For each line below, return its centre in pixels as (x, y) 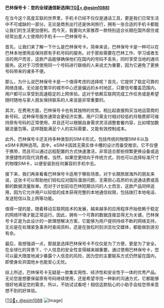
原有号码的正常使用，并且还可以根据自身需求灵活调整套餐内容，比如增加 (82, 122)
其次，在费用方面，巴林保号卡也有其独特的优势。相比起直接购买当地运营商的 (82, 110)
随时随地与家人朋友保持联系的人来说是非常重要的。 (56, 100)
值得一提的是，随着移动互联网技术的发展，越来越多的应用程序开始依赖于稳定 (82, 209)
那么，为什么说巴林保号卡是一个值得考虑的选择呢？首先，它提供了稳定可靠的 (82, 82)
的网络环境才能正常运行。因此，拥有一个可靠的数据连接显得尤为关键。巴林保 (82, 215)
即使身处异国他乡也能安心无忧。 (37, 262)
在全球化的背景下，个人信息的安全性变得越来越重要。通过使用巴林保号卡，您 (82, 250)
